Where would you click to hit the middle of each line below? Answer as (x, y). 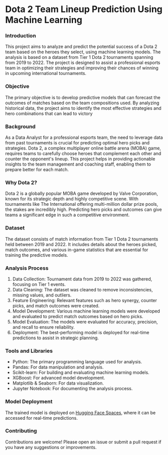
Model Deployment (29, 402)
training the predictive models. (37, 255)
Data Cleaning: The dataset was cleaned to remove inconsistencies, (82, 289)
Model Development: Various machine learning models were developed (86, 311)
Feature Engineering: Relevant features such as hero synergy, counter (85, 300)
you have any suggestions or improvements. (51, 447)
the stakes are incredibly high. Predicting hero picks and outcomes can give (83, 209)
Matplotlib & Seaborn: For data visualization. (58, 383)
